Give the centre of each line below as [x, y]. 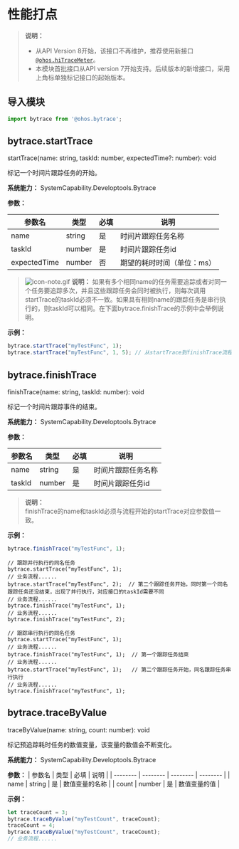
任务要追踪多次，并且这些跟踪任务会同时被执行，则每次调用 [118, 291]
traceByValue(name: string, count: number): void [79, 729]
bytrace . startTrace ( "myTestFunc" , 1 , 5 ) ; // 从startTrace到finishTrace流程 [120, 353]
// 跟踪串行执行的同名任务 [42, 633]
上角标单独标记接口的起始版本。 [82, 77]
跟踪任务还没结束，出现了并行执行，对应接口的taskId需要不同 [86, 591]
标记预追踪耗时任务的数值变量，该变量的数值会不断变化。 [91, 744]
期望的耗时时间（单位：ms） [168, 263]
